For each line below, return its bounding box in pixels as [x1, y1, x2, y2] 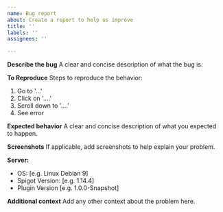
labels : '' [7, 29, 38, 36]
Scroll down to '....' [16, 102, 70, 110]
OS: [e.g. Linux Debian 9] [16, 169, 89, 178]
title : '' [7, 23, 36, 30]
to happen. [7, 130, 38, 138]
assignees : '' [7, 36, 48, 43]
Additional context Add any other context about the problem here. [7, 197, 196, 206]
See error [16, 109, 45, 117]
